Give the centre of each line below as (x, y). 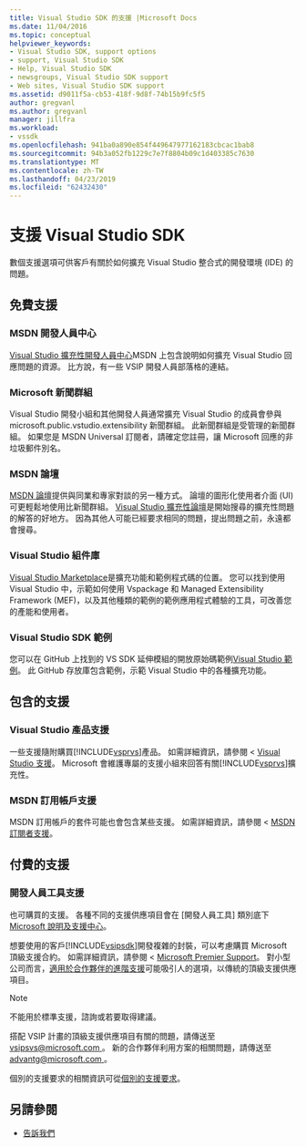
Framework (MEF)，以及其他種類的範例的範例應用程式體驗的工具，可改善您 (151, 600)
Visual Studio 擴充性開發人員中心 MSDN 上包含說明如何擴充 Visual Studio (146, 355)
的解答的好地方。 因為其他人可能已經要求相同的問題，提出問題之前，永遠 (146, 518)
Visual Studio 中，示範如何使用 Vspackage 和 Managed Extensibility (137, 588)
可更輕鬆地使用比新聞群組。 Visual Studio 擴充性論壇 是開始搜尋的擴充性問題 (152, 507)
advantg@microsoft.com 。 (61, 1059)
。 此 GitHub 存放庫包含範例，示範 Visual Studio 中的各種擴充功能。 (144, 670)
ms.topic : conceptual (51, 35)
